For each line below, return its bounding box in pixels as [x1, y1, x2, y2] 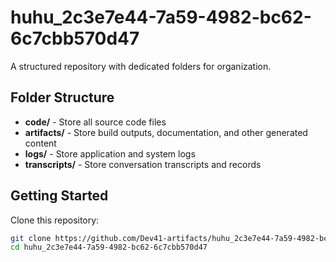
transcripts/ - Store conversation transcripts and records [24, 158, 262, 170]
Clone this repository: [10, 214, 100, 226]
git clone [10, 233, 52, 243]
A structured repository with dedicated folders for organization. [10, 60, 272, 72]
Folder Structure [10, 89, 115, 106]
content [24, 137, 57, 149]
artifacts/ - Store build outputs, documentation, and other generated [24, 126, 308, 138]
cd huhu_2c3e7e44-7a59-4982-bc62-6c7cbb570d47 [10, 242, 208, 253]
